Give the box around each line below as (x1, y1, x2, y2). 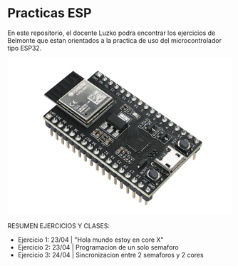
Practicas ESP (7, 5, 92, 21)
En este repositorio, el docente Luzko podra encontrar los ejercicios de (7, 29, 216, 37)
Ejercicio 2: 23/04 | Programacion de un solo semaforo (17, 243, 180, 252)
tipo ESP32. (7, 44, 42, 52)
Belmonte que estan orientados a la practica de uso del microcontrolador (7, 36, 222, 44)
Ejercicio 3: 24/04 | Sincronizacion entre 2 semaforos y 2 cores (17, 251, 205, 260)
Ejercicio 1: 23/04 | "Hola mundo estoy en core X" (17, 235, 164, 244)
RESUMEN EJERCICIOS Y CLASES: (7, 222, 110, 230)
